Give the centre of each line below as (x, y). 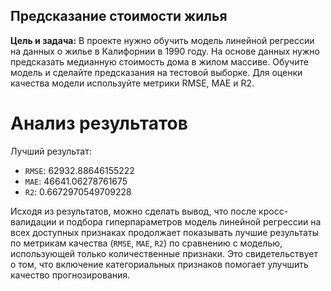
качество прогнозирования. (70, 275)
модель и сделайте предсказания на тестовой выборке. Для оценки (156, 72)
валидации (33, 221)
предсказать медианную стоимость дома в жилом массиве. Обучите (159, 61)
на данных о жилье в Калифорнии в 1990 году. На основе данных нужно (165, 51)
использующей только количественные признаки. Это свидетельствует (164, 253)
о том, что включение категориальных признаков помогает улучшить (159, 264)
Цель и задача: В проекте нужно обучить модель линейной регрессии (162, 40)
